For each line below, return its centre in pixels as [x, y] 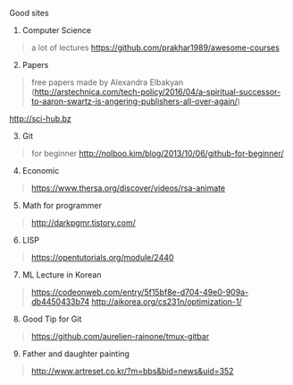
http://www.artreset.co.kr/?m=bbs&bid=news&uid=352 [132, 371]
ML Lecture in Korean [62, 275]
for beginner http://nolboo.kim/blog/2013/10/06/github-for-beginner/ [157, 153]
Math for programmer [62, 205]
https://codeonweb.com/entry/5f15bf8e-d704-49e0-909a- [140, 292]
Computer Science [57, 30]
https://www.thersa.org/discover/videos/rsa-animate [128, 188]
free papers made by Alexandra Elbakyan [107, 82]
